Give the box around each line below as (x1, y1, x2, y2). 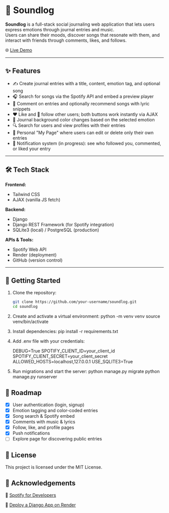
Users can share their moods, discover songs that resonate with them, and (5, 32, 160, 38)
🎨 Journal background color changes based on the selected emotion (12, 116, 155, 122)
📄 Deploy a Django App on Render (5, 502, 76, 508)
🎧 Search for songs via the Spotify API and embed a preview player (12, 93, 154, 99)
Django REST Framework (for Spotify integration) (12, 221, 114, 227)
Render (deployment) (12, 251, 57, 258)
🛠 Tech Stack (5, 166, 49, 174)
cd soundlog (12, 304, 38, 309)
